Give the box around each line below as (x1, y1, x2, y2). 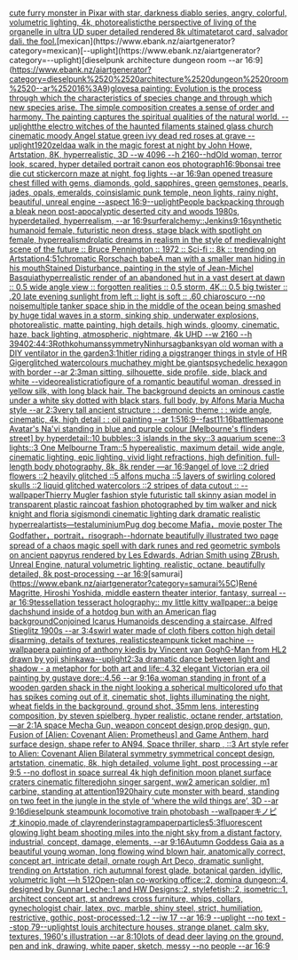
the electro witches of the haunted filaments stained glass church (34, 121, 273, 132)
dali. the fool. (9, 36, 58, 46)
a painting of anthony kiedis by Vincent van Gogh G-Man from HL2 (44, 644, 287, 655)
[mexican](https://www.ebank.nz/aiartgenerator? (56, 36, 236, 46)
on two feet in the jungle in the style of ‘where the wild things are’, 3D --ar (9, 795, 279, 806)
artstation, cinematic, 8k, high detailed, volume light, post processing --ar (9, 758, 278, 768)
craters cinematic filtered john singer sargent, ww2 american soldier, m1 (9, 777, 271, 787)
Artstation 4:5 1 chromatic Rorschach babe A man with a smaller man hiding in (9, 254, 286, 263)
